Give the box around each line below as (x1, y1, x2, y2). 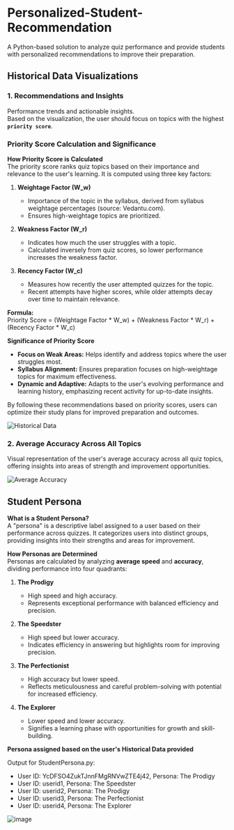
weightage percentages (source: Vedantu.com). (27, 204, 166, 212)
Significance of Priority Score (7, 336, 95, 345)
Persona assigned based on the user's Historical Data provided (7, 745, 194, 753)
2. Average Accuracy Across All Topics (7, 438, 141, 448)
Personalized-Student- (7, 5, 143, 21)
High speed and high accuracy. (27, 591, 118, 600)
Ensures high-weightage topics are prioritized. (27, 211, 162, 220)
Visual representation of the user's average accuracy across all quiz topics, (7, 454, 224, 463)
